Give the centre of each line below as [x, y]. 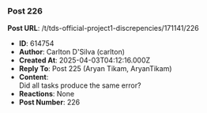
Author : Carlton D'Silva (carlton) [72, 52]
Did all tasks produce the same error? [80, 85]
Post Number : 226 [49, 102]
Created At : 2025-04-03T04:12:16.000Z [85, 60]
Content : [34, 77]
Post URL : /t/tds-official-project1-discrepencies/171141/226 [103, 28]
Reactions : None [47, 94]
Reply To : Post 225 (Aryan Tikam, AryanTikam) [95, 69]
